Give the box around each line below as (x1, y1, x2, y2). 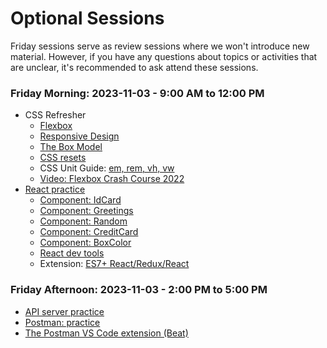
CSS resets (39, 152, 87, 164)
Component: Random (39, 215, 128, 227)
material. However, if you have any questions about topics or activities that (10, 50, 318, 62)
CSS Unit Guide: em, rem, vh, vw (39, 162, 175, 174)
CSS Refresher (24, 109, 87, 121)
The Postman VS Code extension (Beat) (24, 327, 189, 339)
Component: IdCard (39, 194, 122, 206)
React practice (24, 183, 86, 196)
